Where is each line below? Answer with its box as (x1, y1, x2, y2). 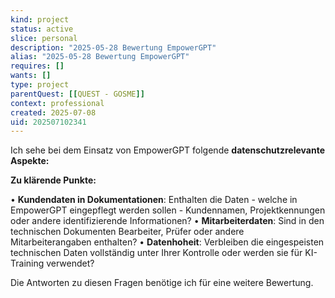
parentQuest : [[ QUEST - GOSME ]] (10, 89, 145, 99)
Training (10, 257, 45, 270)
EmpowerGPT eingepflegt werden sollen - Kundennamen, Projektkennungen (10, 204, 326, 216)
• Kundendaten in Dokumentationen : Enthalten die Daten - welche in (10, 194, 298, 206)
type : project (10, 80, 70, 90)
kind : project (10, 14, 70, 25)
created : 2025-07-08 (10, 107, 97, 118)
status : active (10, 24, 74, 34)
